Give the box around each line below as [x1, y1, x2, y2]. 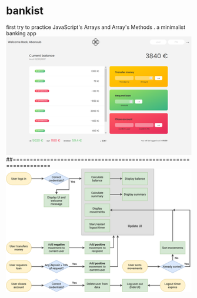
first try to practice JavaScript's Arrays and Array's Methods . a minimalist [6, 24, 186, 31]
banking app [6, 29, 36, 36]
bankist [6, 4, 44, 18]
